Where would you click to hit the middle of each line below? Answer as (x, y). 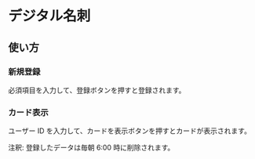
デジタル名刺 (49, 16)
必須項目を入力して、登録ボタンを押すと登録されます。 (97, 90)
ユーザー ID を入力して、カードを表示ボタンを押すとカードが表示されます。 (129, 131)
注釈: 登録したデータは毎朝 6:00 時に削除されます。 (91, 148)
